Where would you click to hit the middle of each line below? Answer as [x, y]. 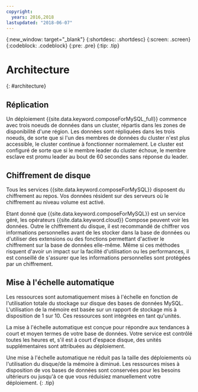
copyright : [20, 12]
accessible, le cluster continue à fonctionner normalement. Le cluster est [95, 144]
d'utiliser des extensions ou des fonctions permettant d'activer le [85, 239]
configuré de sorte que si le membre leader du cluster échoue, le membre [96, 150]
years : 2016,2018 [33, 17]
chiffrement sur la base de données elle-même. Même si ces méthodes [93, 245]
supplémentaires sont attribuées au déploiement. [66, 346]
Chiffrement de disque [48, 175]
